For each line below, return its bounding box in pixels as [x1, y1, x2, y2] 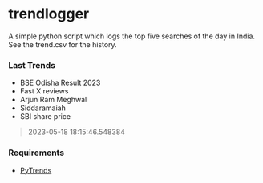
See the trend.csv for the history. [8, 39, 118, 49]
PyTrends [19, 165, 52, 175]
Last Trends [8, 59, 56, 70]
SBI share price [19, 112, 71, 121]
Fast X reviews [19, 86, 69, 96]
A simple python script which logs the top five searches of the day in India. [8, 31, 255, 41]
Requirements [8, 147, 65, 158]
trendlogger [8, 5, 90, 23]
